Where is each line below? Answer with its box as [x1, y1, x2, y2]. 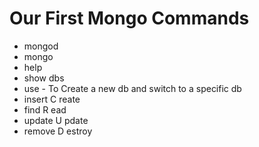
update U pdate [23, 114, 89, 126]
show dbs [23, 72, 65, 84]
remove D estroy [23, 125, 93, 137]
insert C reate [23, 93, 81, 105]
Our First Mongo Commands [9, 7, 250, 30]
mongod [23, 40, 59, 52]
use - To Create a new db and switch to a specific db [23, 82, 242, 94]
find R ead [23, 103, 67, 116]
